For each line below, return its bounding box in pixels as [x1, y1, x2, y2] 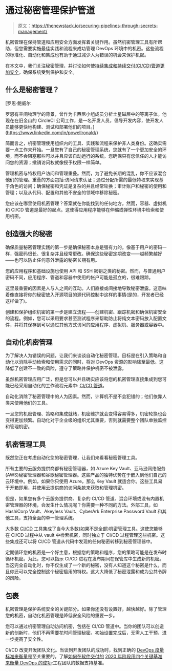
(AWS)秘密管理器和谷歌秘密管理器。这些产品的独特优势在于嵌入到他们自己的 [5, 472, 167, 478]
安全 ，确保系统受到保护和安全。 [9, 69, 77, 75]
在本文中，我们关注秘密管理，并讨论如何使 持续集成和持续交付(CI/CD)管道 [5, 62, 160, 69]
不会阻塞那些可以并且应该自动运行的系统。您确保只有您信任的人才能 [18, 153, 162, 159]
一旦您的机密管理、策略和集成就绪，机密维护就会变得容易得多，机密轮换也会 [5, 411, 167, 417]
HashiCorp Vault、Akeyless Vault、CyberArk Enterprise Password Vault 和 [5, 508, 162, 515]
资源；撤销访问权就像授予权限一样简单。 [18, 159, 104, 165]
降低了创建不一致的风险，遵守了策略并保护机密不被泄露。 [5, 365, 126, 371]
